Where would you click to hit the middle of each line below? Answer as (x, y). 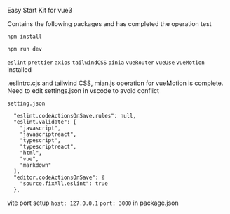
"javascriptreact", (48, 134)
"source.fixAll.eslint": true (64, 184)
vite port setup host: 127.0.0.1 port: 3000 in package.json (93, 203)
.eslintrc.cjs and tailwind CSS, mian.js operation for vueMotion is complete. (115, 83)
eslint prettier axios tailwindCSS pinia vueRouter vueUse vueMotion (106, 63)
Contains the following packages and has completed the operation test (109, 24)
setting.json (26, 103)
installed (20, 69)
